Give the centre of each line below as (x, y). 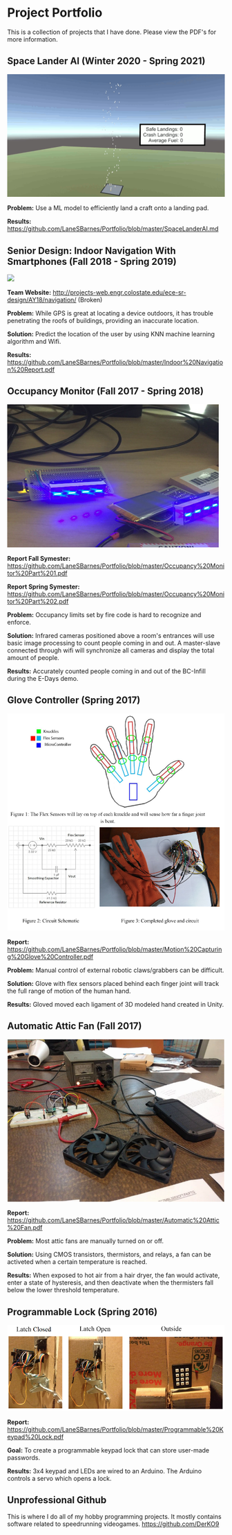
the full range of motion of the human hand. (69, 991)
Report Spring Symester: (43, 587)
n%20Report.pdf (31, 370)
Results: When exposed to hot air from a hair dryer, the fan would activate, (114, 1275)
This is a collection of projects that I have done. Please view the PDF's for (112, 32)
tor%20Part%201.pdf (37, 573)
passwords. (23, 1457)
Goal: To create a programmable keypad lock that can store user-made (108, 1450)
